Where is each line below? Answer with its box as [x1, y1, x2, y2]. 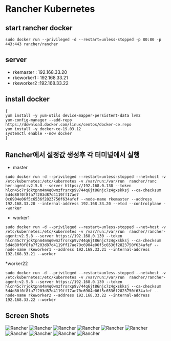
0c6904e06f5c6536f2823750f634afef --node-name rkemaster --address [5, 197, 153, 202]
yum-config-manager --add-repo [5, 117, 72, 123]
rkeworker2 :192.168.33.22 [12, 80, 69, 86]
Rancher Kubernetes [5, 3, 95, 15]
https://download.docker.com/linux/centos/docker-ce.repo [5, 122, 132, 127]
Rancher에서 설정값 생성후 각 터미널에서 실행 [5, 151, 140, 159]
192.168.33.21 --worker [5, 252, 56, 257]
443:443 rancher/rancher [5, 42, 58, 47]
